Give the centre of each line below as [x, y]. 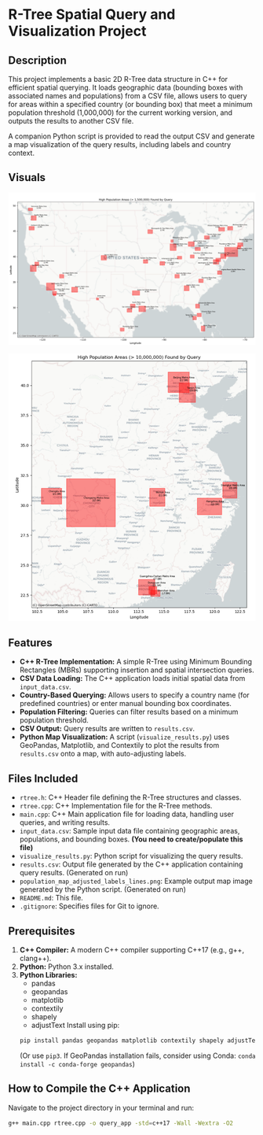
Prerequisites [42, 931]
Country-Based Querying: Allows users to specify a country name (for [134, 695]
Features [30, 643]
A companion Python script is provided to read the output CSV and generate [131, 136]
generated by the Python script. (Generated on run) [102, 889]
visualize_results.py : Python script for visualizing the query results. [131, 856]
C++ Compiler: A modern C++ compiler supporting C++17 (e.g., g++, [132, 950]
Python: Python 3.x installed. [66, 967]
